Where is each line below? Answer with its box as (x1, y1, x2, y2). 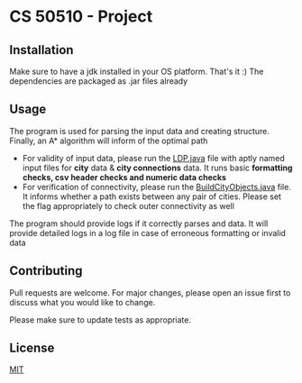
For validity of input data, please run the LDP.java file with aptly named (22, 152, 286, 163)
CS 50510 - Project (9, 6, 153, 27)
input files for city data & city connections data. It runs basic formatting (22, 162, 293, 173)
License (9, 341, 55, 356)
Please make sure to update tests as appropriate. (9, 314, 192, 325)
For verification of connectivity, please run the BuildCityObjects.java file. (22, 181, 291, 192)
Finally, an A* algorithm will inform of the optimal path (9, 135, 208, 146)
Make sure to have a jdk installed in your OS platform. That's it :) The (9, 66, 264, 77)
